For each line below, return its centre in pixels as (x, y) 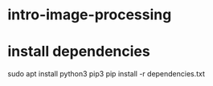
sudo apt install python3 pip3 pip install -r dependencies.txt (106, 74)
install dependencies (79, 52)
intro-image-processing (90, 15)
